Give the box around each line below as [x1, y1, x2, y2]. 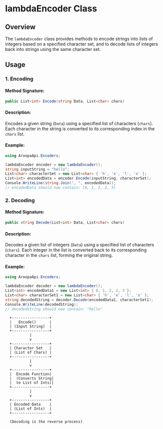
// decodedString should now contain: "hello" [5, 306, 103, 312]
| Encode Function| [9, 372, 52, 377]
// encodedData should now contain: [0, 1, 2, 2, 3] [5, 185, 116, 191]
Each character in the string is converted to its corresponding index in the [5, 126, 155, 132]
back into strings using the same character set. [5, 47, 101, 52]
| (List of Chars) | [9, 350, 52, 355]
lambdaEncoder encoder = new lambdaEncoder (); [5, 162, 103, 167]
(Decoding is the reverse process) [9, 419, 83, 425]
